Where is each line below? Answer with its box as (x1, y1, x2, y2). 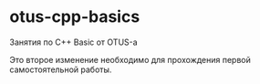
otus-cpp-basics (9, 6, 140, 27)
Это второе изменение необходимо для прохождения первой (9, 54, 251, 65)
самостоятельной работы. (9, 64, 112, 75)
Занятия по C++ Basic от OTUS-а (9, 37, 139, 47)
